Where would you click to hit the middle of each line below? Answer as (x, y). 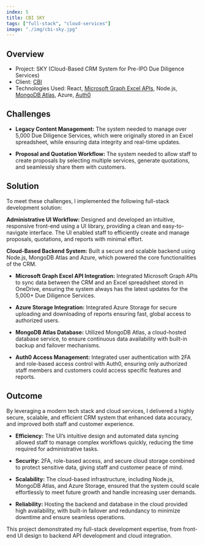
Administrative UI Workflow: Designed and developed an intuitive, (91, 219)
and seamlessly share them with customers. (71, 167)
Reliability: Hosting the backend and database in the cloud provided (101, 504)
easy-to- (173, 226)
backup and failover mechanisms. (58, 345)
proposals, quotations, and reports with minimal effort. (75, 239)
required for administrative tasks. (57, 449)
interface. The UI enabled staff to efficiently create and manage (110, 232)
